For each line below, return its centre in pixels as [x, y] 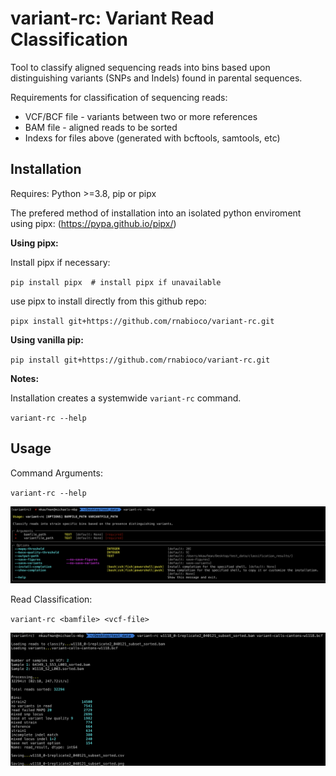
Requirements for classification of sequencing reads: [119, 97]
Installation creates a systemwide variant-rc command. [126, 398]
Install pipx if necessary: [60, 262]
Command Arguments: [56, 473]
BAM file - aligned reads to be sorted [101, 127]
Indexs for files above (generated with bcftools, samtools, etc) [152, 138]
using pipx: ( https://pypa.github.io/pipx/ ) [93, 223]
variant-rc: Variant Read [112, 18]
